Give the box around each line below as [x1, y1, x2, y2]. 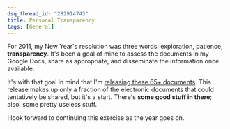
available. [7, 64, 35, 73]
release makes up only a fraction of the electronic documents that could [7, 85, 215, 94]
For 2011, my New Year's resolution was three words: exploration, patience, [7, 43, 223, 51]
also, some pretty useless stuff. [7, 100, 98, 109]
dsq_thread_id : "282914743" [7, 10, 89, 17]
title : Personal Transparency [7, 17, 95, 24]
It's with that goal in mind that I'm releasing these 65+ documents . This [7, 78, 211, 86]
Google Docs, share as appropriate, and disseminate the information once [7, 57, 220, 66]
